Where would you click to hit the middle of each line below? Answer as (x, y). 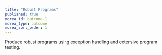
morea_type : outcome (26, 23)
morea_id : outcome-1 (26, 19)
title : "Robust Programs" (32, 10)
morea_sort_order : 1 (26, 28)
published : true (22, 14)
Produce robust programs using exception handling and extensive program (81, 42)
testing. (13, 47)
